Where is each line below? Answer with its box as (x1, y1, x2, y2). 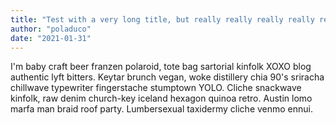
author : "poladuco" (10, 24, 92, 34)
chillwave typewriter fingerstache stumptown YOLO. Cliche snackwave (10, 82, 302, 94)
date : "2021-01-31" (10, 33, 92, 43)
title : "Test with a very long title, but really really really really (10, 14, 315, 25)
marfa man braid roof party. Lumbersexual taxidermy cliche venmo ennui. (10, 103, 314, 115)
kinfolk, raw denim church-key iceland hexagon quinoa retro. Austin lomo (10, 92, 313, 105)
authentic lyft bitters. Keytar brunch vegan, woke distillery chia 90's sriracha (10, 71, 325, 83)
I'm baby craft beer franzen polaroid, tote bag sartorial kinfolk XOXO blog (10, 61, 312, 73)
